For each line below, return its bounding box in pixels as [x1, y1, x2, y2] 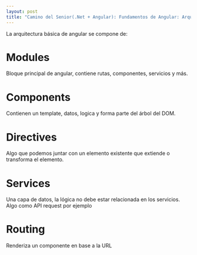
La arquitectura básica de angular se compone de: [6, 30, 128, 37]
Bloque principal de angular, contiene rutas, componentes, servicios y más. [6, 70, 188, 77]
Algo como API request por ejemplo [6, 202, 92, 209]
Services [6, 176, 51, 190]
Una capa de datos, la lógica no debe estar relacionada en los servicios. [6, 196, 181, 203]
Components [6, 90, 71, 104]
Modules [6, 50, 50, 64]
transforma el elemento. [6, 156, 64, 163]
